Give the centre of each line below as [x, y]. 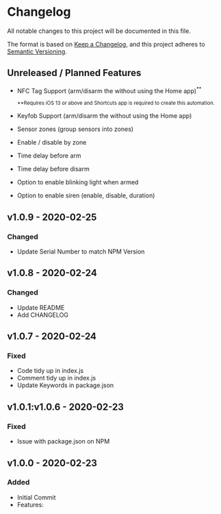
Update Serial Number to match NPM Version [81, 252]
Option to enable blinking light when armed [78, 182]
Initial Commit [36, 497]
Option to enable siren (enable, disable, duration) [86, 195]
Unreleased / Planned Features [74, 73]
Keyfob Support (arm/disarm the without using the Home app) [104, 116]
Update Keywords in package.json [65, 385]
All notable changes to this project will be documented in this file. [99, 31]
